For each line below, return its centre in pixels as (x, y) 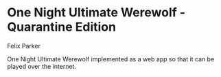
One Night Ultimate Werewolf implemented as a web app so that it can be (111, 59)
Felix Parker (24, 46)
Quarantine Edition (62, 27)
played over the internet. (42, 66)
